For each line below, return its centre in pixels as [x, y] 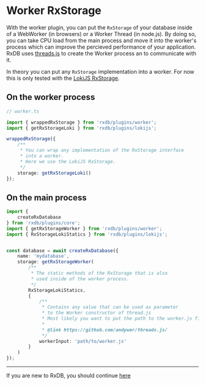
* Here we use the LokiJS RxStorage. [68, 161]
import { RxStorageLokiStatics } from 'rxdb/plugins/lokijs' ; [87, 234]
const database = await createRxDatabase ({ [63, 250]
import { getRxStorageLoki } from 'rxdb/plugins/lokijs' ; [81, 128]
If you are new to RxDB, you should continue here [69, 376]
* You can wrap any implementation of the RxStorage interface [102, 150]
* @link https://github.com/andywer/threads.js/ [105, 330]
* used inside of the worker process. [80, 279]
